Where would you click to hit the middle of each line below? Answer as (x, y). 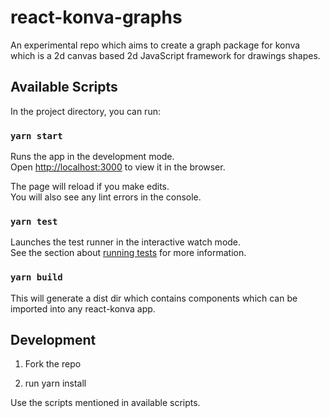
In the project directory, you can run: (85, 111)
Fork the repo (53, 364)
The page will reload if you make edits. (90, 187)
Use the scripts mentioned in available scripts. (105, 403)
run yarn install (55, 383)
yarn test (34, 221)
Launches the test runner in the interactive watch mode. (126, 242)
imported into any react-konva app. (83, 308)
